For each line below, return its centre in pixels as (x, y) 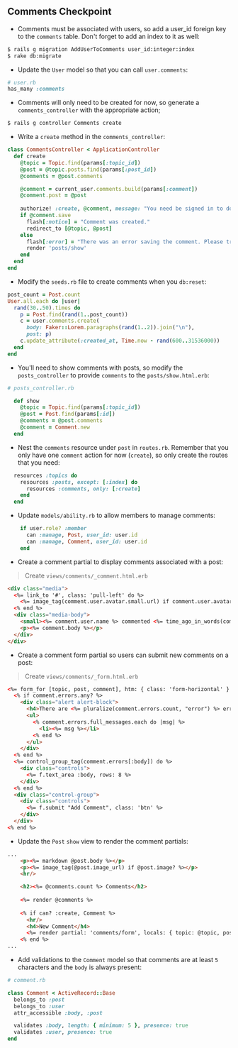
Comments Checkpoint (59, 12)
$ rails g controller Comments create (64, 123)
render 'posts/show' (56, 248)
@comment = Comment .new (55, 428)
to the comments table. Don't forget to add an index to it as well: (108, 36)
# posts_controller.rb (41, 388)
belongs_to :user (39, 1006)
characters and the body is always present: (79, 967)
